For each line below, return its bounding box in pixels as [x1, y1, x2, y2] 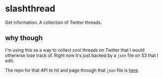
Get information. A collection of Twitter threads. [5, 19, 102, 25]
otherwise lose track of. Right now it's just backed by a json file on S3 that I [5, 52, 159, 58]
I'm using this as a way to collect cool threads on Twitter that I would [5, 47, 145, 53]
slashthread [5, 3, 55, 14]
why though [5, 34, 43, 42]
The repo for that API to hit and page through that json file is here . [5, 67, 139, 73]
